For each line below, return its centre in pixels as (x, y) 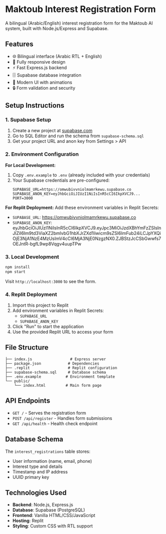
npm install (17, 267)
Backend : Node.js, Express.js (43, 505)
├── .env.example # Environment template (60, 377)
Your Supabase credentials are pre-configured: (61, 180)
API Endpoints (28, 401)
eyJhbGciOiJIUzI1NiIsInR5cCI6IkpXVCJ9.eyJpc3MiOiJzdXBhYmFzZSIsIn (87, 228)
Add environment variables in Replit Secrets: (58, 311)
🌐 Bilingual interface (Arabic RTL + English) (57, 56)
